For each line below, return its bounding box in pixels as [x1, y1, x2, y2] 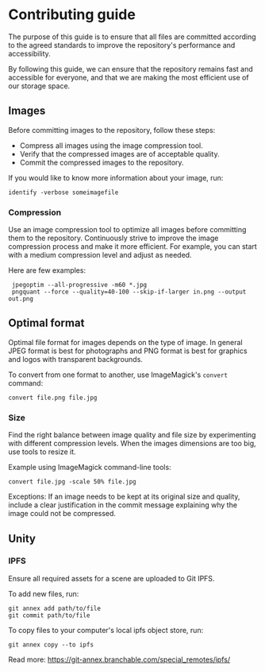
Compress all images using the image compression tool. [19, 141, 204, 150]
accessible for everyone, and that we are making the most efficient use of [8, 72, 249, 82]
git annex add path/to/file [8, 604, 102, 612]
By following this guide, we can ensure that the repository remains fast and [8, 64, 254, 73]
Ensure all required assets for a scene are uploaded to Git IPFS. [8, 573, 215, 583]
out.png [8, 295, 34, 303]
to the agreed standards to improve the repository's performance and [8, 40, 236, 49]
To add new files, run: [8, 588, 79, 598]
